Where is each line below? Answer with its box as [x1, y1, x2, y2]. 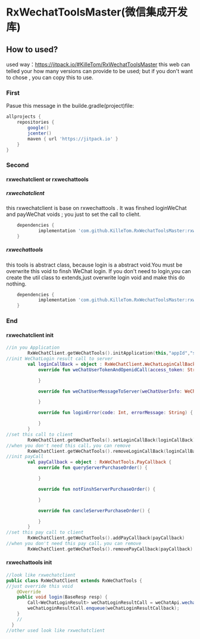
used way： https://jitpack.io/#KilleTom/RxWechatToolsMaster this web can [6, 61, 190, 68]
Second [6, 161, 29, 170]
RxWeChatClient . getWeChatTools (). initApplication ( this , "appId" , [27, 350, 190, 356]
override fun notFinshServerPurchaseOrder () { [37, 486, 156, 492]
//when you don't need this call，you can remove [6, 443, 131, 449]
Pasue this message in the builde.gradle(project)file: [6, 102, 135, 109]
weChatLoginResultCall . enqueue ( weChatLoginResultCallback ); [27, 605, 180, 612]
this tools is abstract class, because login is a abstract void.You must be [6, 261, 183, 268]
